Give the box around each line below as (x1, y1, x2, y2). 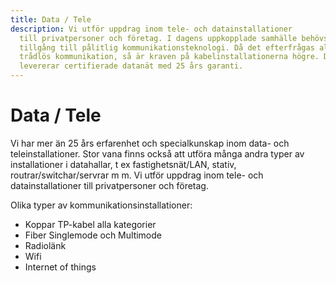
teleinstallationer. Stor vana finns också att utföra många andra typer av (10, 147, 305, 160)
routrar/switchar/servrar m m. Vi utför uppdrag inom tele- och (10, 169, 264, 181)
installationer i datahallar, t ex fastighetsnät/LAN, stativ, (10, 158, 237, 170)
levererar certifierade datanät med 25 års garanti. (19, 61, 244, 71)
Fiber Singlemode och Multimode (24, 229, 162, 241)
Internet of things (24, 261, 97, 273)
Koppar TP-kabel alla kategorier (24, 218, 157, 230)
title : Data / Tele (10, 14, 92, 25)
